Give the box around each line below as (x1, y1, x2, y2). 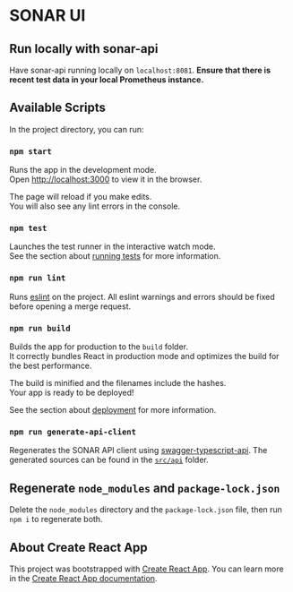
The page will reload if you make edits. (9, 192, 152, 202)
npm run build (9, 323, 71, 333)
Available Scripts (9, 100, 106, 116)
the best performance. (9, 360, 92, 371)
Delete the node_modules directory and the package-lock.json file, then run (9, 504, 282, 515)
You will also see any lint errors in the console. (9, 201, 181, 211)
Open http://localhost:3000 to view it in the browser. (9, 174, 203, 184)
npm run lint (9, 273, 66, 283)
